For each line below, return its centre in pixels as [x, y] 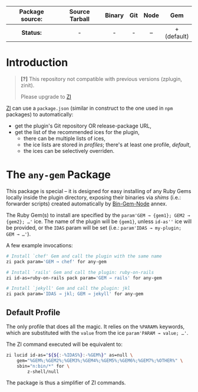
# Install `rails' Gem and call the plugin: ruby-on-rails [80, 272]
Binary [115, 15]
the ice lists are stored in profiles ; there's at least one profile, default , [107, 145]
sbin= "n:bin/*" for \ [43, 366]
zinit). [27, 85]
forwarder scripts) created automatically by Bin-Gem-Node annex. [87, 204]
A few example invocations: [39, 245]
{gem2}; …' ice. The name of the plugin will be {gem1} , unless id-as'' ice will [99, 221]
